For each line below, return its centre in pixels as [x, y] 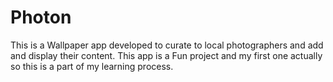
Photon [41, 17]
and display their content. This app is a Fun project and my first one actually [166, 55]
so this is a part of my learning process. [92, 66]
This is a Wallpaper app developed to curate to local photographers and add [167, 45]
